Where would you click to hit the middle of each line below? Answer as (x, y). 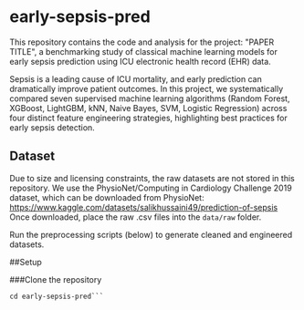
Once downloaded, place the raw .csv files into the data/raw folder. (136, 217)
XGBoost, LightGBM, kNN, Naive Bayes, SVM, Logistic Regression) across (148, 108)
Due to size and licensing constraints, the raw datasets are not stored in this (152, 178)
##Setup (26, 262)
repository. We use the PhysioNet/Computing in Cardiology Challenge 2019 (151, 188)
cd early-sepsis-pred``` (57, 296)
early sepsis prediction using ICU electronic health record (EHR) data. (140, 61)
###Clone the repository (56, 279)
